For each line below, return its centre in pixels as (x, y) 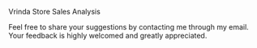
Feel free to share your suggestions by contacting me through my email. (128, 27)
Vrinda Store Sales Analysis (55, 12)
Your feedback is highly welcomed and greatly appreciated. (108, 36)
